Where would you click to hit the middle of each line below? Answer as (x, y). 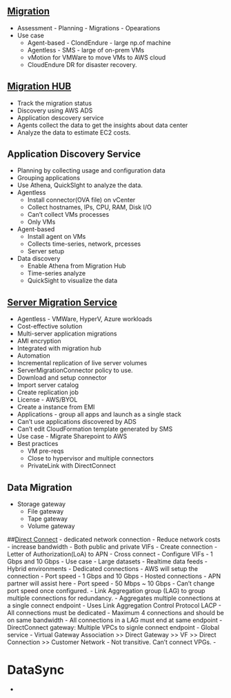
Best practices (38, 444)
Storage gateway (41, 504)
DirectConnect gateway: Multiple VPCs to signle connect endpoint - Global (113, 628)
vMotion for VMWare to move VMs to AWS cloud (97, 57)
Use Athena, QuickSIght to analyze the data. (80, 185)
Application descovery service (60, 117)
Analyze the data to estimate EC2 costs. (74, 132)
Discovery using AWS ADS (55, 110)
